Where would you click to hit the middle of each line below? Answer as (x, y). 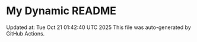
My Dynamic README (61, 11)
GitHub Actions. (26, 33)
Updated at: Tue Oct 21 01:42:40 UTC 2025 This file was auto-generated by (99, 27)
